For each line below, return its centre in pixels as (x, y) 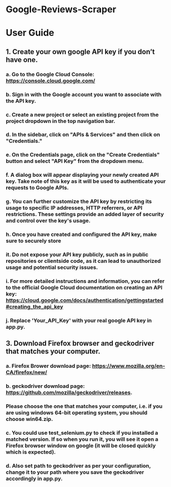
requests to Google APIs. (37, 188)
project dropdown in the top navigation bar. (60, 121)
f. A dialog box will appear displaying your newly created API (82, 175)
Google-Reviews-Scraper (61, 9)
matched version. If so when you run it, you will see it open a (82, 439)
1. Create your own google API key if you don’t (80, 51)
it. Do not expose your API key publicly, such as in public (77, 255)
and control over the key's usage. (48, 221)
